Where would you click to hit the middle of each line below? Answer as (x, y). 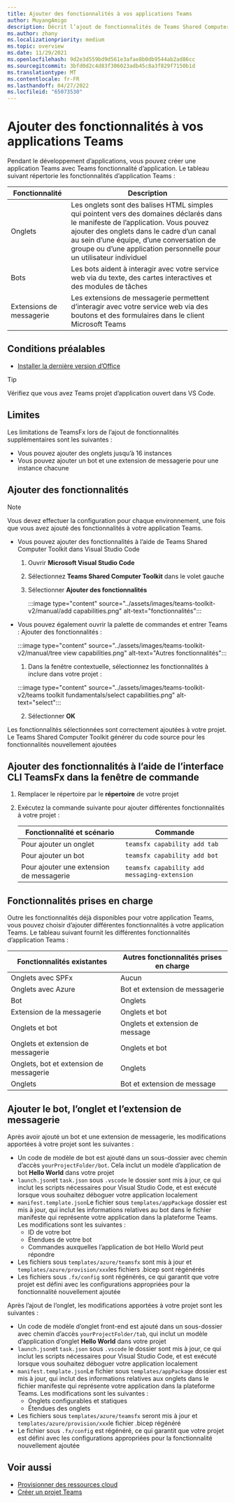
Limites (24, 415)
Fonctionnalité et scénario (70, 833)
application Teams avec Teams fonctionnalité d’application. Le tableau (108, 168)
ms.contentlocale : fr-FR (43, 79)
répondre (41, 1254)
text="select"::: (39, 702)
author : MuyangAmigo (37, 20)
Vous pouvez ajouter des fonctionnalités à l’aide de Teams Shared (112, 541)
